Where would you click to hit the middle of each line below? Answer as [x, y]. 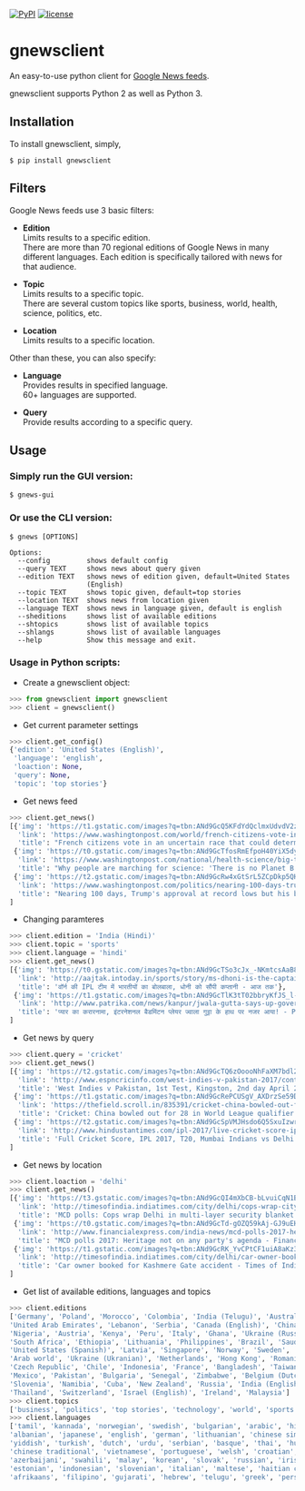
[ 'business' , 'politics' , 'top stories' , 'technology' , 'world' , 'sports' [154, 1409]
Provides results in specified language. [95, 385]
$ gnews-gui [32, 495]
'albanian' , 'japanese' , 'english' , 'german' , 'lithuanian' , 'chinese [146, 1435]
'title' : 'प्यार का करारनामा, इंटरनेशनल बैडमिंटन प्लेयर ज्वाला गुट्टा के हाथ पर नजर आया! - [152, 1012]
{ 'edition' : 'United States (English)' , [87, 750]
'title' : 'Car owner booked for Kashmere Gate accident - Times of [148, 1266]
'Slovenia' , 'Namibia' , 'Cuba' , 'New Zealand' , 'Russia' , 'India [135, 1384]
